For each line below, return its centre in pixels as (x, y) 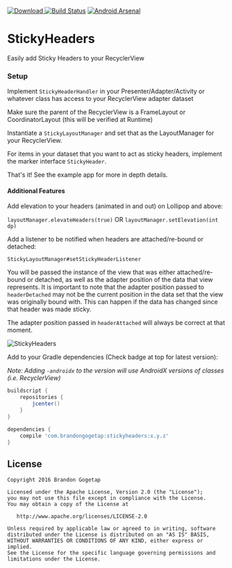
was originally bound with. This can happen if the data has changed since (113, 302)
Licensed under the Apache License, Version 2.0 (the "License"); (105, 492)
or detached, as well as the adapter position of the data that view (120, 280)
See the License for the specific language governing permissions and (111, 553)
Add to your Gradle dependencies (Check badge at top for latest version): (113, 357)
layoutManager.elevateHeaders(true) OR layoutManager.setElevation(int (113, 220)
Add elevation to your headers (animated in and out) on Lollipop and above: (115, 206)
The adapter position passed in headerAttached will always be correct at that (116, 323)
